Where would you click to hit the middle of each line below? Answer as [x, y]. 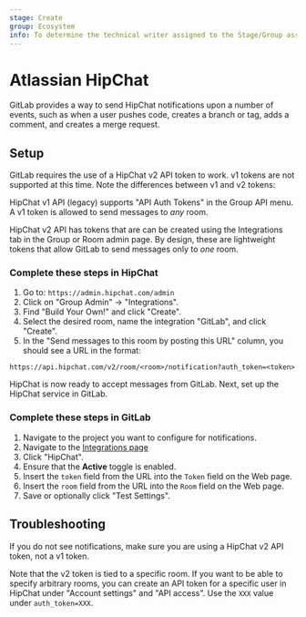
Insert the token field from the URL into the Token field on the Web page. [158, 476]
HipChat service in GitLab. [59, 394]
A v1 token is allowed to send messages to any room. [109, 212]
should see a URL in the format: [82, 351]
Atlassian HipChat [79, 80]
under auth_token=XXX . [51, 602]
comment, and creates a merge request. [85, 125]
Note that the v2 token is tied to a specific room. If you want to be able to [147, 573]
